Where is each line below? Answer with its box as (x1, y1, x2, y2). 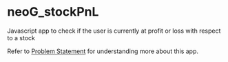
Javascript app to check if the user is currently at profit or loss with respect (7, 27, 221, 35)
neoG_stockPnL (7, 4, 99, 20)
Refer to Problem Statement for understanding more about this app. (7, 47, 198, 55)
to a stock (7, 33, 36, 42)
